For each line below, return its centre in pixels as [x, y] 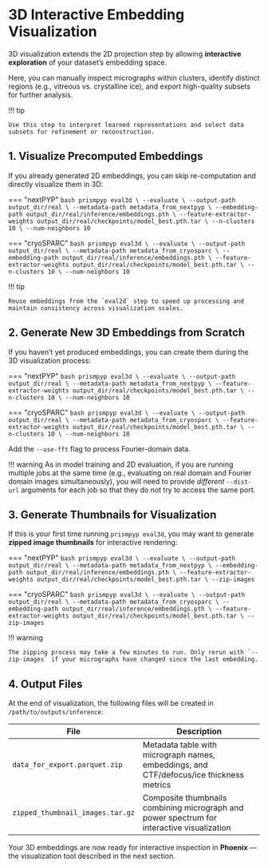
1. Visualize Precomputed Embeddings [106, 156]
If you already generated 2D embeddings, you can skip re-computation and [132, 175]
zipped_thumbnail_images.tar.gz [74, 813]
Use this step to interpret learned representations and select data [126, 125]
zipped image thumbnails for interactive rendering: [93, 543]
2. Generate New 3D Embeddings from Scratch [127, 333]
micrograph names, [179, 755]
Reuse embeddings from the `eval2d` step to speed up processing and [126, 301]
